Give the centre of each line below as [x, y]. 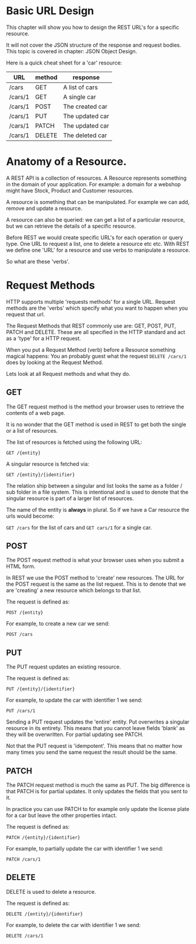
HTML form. [21, 566]
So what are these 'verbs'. [38, 261]
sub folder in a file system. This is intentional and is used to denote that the [97, 492]
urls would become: [30, 516]
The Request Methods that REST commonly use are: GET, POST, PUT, [91, 326]
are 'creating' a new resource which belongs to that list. [74, 591]
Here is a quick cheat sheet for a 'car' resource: [64, 63]
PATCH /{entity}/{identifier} [43, 838]
